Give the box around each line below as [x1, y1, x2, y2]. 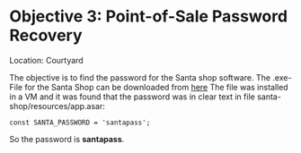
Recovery [9, 25, 83, 46]
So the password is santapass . [9, 133, 125, 144]
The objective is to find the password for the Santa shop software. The [9, 72, 271, 82]
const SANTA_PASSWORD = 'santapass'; [9, 118, 151, 127]
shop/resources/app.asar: [9, 100, 106, 111]
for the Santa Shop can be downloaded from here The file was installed [24, 81, 289, 92]
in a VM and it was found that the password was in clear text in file [9, 91, 256, 102]
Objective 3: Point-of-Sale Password [9, 6, 288, 27]
